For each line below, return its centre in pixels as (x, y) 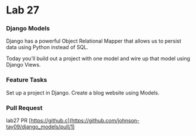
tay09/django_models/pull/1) (40, 127)
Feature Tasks (27, 80)
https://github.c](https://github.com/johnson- (85, 121)
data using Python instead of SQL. (47, 47)
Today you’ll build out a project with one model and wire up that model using (98, 58)
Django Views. (23, 65)
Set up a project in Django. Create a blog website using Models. (83, 93)
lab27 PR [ (18, 121)
